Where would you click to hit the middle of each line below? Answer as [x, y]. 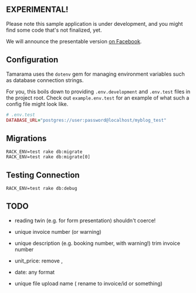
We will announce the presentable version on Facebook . [74, 41]
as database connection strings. [45, 80]
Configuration [32, 60]
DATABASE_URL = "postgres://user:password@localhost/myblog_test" [86, 120]
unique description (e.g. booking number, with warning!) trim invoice [97, 243]
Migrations [26, 138]
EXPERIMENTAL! [37, 10]
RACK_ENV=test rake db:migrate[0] [48, 157]
